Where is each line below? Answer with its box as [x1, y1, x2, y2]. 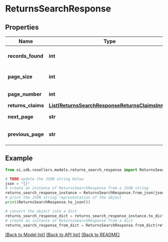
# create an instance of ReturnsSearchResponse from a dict [5, 218, 133, 223]
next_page [7, 113, 33, 120]
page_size [7, 73, 32, 80]
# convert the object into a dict [5, 208, 77, 213]
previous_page [7, 131, 44, 138]
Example [5, 154, 33, 163]
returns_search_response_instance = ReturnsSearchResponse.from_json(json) [5, 190, 166, 195]
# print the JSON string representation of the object [5, 195, 122, 200]
